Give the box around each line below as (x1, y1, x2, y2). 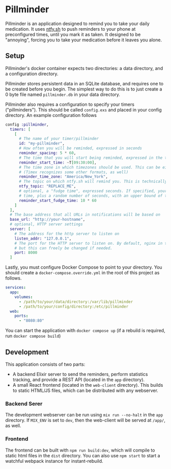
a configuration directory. (5, 71, 59, 77)
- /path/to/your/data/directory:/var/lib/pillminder (18, 299, 133, 304)
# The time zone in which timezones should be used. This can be (18, 165, 160, 170)
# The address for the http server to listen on (14, 231, 120, 236)
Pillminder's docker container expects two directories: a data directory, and (5, 65, 163, 71)
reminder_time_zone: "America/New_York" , (18, 174, 108, 179)
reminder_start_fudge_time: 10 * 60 (18, 198, 97, 203)
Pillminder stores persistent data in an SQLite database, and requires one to (5, 80, 164, 86)
